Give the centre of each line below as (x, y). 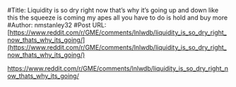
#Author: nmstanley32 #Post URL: (57, 25)
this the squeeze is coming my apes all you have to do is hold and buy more (118, 18)
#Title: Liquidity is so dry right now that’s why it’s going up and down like (113, 10)
